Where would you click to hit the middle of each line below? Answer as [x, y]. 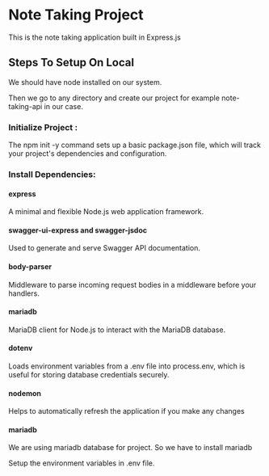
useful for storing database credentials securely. [89, 374]
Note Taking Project [76, 15]
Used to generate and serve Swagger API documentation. [104, 248]
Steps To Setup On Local [71, 63]
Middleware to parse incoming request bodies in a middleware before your [132, 284]
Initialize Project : [43, 127]
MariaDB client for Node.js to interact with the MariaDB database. [117, 330]
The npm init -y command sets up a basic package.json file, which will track [134, 145]
